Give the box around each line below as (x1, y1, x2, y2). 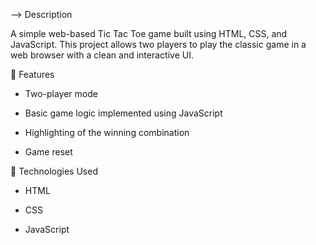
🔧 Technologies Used (10, 165, 98, 177)
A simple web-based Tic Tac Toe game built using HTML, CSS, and (10, 28, 288, 39)
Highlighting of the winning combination (24, 127, 190, 138)
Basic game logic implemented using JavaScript (24, 107, 223, 119)
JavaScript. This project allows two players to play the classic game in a (10, 39, 307, 50)
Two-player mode (24, 88, 98, 99)
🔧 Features (10, 69, 55, 80)
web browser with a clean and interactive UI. (10, 49, 194, 61)
